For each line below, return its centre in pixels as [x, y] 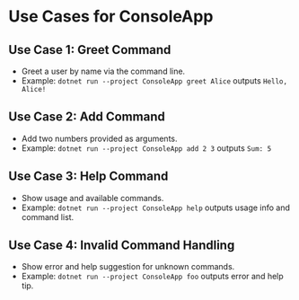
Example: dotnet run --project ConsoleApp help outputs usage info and [156, 207]
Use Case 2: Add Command [87, 117]
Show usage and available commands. [92, 198]
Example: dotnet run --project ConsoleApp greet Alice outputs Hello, [154, 81]
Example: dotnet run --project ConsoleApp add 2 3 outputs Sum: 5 [146, 148]
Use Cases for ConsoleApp [111, 17]
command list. [48, 216]
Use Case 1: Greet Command [90, 50]
